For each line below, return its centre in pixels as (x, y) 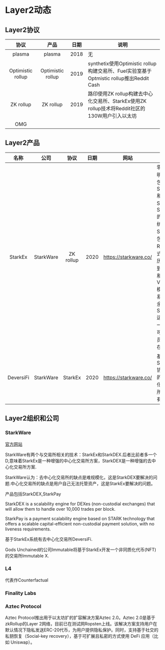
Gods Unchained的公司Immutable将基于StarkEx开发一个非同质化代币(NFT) (81, 550)
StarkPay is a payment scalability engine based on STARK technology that (80, 518)
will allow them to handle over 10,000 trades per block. (60, 509)
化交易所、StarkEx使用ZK (117, 101)
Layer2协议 (23, 30)
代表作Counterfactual (27, 580)
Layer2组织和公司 (32, 418)
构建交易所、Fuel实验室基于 (120, 71)
